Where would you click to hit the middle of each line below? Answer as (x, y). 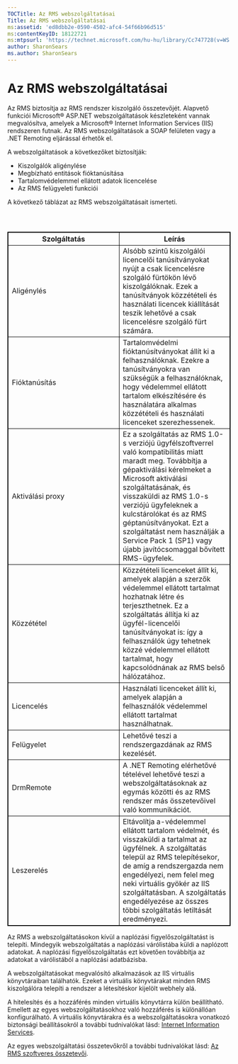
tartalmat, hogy (148, 659)
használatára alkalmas (160, 404)
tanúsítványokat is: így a (163, 633)
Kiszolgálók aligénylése (52, 165)
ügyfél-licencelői (152, 623)
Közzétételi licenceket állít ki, (171, 570)
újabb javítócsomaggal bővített (174, 550)
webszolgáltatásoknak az (165, 783)
